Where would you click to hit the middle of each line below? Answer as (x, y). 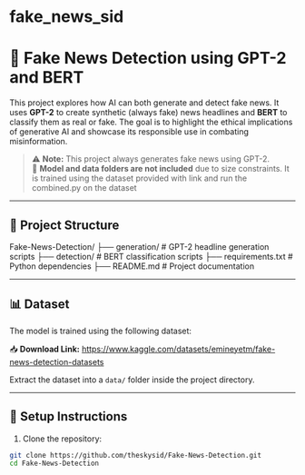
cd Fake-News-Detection (54, 464)
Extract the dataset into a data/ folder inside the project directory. (132, 380)
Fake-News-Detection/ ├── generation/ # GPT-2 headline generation (139, 246)
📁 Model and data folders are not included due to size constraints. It (161, 169)
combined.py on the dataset (84, 188)
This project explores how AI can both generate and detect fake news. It (144, 103)
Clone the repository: (62, 439)
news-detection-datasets (57, 361)
